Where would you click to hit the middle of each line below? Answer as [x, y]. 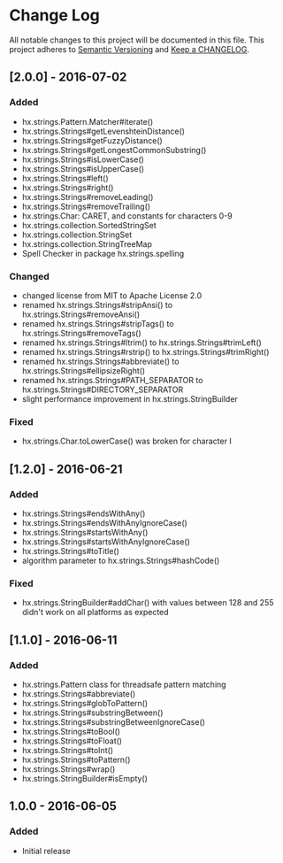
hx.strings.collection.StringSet [77, 235]
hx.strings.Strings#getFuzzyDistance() [92, 140]
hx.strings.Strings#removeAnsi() [81, 314]
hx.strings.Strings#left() [65, 178]
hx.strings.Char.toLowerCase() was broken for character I [126, 441]
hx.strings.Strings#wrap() [69, 769]
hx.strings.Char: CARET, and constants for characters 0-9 [127, 216]
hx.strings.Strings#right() [68, 188]
